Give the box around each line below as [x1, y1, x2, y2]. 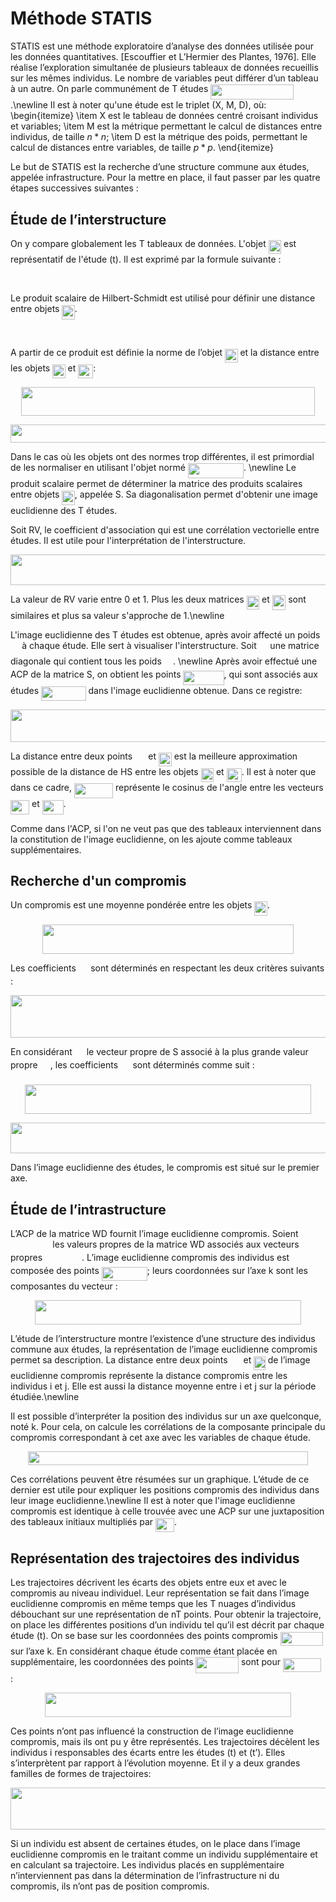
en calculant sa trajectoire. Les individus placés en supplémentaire [10, 1858, 285, 1871]
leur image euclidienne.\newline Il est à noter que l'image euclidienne [10, 1495, 296, 1507]
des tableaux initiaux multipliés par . [10, 1516, 178, 1528]
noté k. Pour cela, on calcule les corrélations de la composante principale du [10, 1421, 326, 1433]
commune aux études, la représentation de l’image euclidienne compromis [10, 1343, 318, 1355]
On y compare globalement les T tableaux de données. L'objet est [10, 238, 297, 250]
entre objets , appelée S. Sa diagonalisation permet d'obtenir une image [10, 488, 319, 501]
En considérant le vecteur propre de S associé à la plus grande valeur [10, 1046, 309, 1058]
